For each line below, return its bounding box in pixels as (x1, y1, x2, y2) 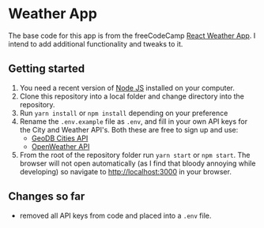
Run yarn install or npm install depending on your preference (19, 108, 228, 118)
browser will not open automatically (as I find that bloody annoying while (19, 159, 256, 168)
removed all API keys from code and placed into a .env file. (19, 211, 212, 220)
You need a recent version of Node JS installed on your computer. (19, 83, 235, 92)
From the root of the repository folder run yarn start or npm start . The (19, 150, 251, 159)
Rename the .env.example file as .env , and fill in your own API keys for (19, 116, 247, 126)
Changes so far (8, 190, 85, 204)
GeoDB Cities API (31, 133, 89, 143)
